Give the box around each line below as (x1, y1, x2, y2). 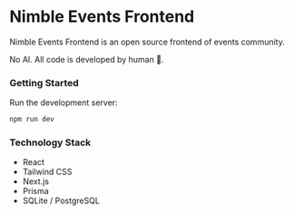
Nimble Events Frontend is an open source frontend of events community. (9, 36, 286, 47)
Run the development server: (9, 97, 118, 108)
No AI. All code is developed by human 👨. (9, 54, 164, 64)
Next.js (22, 176, 50, 187)
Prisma (22, 186, 50, 197)
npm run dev (9, 115, 54, 124)
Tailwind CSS (22, 166, 73, 178)
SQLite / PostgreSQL (22, 195, 100, 206)
